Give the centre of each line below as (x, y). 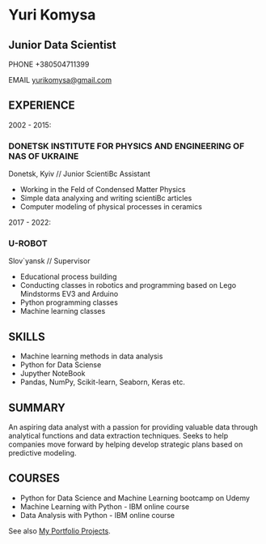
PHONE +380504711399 (49, 64)
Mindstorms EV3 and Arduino (69, 294)
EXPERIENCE (42, 106)
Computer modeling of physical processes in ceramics (111, 207)
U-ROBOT (28, 243)
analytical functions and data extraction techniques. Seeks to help (118, 436)
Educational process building (68, 276)
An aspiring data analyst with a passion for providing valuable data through (133, 427)
